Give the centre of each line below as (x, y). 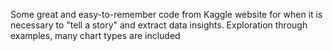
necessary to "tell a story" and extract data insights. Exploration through (159, 25)
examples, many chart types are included (95, 35)
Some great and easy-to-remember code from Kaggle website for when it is (166, 14)
